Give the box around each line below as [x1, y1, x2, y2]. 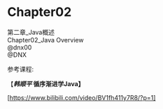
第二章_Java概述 [7, 28, 55, 36]
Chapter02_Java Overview [7, 35, 84, 44]
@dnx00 [7, 43, 32, 51]
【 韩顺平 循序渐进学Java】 [7, 79, 85, 87]
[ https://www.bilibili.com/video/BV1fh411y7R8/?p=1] [7, 93, 156, 101]
